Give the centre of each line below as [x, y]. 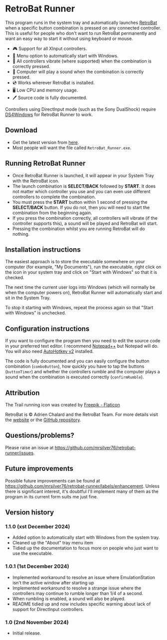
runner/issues [19, 453]
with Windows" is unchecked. [36, 313]
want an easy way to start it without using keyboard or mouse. [69, 39]
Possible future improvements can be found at [53, 480]
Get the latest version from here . [46, 142]
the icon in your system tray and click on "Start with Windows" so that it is [81, 272]
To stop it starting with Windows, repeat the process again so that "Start [79, 308]
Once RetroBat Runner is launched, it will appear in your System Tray [83, 175]
